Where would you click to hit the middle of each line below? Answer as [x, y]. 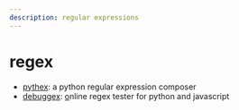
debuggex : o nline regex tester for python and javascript [126, 96]
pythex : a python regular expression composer [109, 87]
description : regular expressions [74, 17]
